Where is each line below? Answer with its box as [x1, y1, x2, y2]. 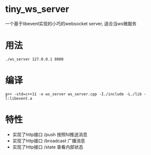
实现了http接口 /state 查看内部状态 [12, 144, 83, 150]
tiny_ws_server [5, 3, 69, 15]
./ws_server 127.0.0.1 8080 [5, 56, 64, 62]
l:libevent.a [5, 96, 32, 101]
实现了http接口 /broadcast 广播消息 [12, 138, 85, 144]
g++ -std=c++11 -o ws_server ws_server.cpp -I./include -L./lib [5, 91, 142, 97]
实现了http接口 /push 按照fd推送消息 [12, 131, 87, 138]
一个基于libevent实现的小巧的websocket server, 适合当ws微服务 [5, 20, 136, 26]
